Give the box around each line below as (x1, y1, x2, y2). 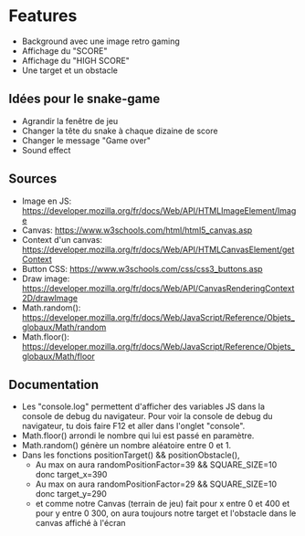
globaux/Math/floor (21, 351, 95, 362)
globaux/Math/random (21, 321, 107, 332)
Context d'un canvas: (21, 234, 102, 245)
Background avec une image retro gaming (21, 36, 180, 47)
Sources (8, 171, 58, 187)
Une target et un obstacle (21, 65, 118, 76)
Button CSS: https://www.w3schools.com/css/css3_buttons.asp (21, 263, 263, 274)
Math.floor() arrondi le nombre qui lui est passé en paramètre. (21, 430, 255, 441)
